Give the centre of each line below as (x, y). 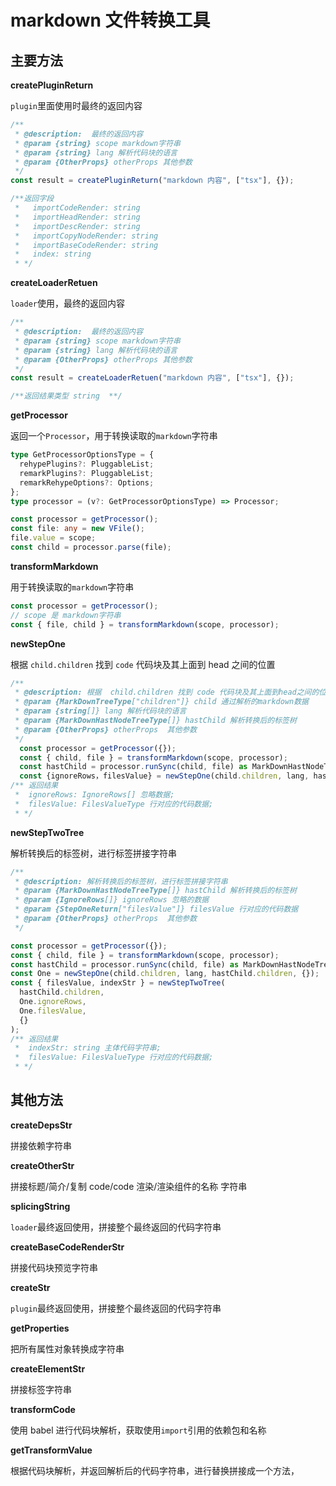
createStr (30, 1287)
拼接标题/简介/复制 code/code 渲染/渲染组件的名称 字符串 (129, 1186)
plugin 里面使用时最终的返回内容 (76, 105)
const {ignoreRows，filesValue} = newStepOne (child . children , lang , (164, 776)
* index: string (53, 254)
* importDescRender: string (77, 226)
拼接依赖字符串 (41, 1145)
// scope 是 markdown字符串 (66, 615)
